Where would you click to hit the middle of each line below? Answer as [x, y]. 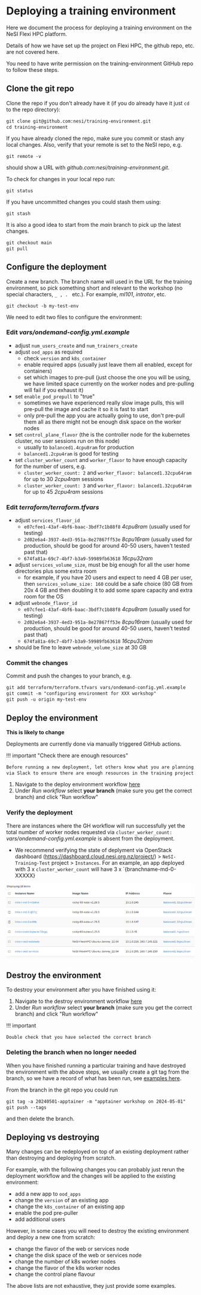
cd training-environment [37, 127]
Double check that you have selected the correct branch [79, 1037]
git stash [19, 214]
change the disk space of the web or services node [78, 1256]
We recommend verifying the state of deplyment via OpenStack [93, 850]
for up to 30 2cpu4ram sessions [63, 479]
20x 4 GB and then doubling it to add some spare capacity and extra [108, 590]
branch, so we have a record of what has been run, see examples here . [94, 1078]
